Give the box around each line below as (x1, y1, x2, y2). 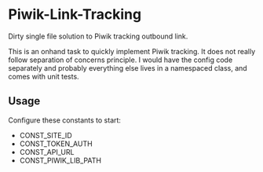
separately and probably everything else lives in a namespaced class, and (8, 63, 247, 72)
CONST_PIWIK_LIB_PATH (19, 156, 102, 165)
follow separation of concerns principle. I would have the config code (8, 55, 233, 64)
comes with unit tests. (8, 71, 80, 81)
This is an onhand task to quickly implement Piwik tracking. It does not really (8, 46, 256, 56)
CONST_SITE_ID (19, 130, 72, 140)
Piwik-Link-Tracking (8, 5, 142, 24)
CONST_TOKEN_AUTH (19, 139, 93, 148)
